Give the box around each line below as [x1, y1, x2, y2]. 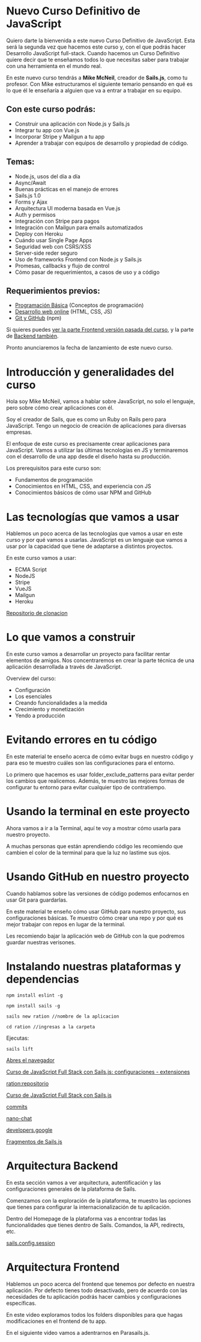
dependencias [6, 973, 79, 986]
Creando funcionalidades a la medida [14, 699, 108, 706]
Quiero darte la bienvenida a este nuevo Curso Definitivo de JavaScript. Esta [6, 37, 195, 44]
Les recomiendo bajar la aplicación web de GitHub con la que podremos [6, 932, 185, 940]
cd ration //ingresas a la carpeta [6, 1024, 95, 1030]
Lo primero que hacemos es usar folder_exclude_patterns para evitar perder [6, 771, 195, 779]
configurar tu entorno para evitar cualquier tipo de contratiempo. [6, 784, 166, 791]
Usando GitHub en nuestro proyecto [6, 870, 190, 884]
